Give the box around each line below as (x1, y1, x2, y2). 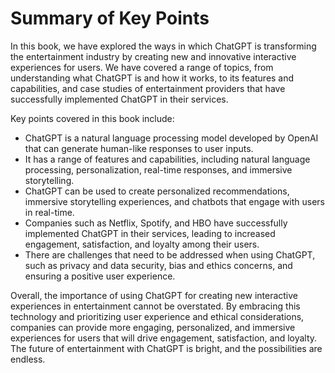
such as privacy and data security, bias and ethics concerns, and (24, 259, 293, 271)
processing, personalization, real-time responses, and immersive (24, 163, 293, 176)
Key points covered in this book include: (10, 112, 175, 124)
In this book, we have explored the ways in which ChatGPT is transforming (10, 40, 317, 52)
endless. (10, 353, 46, 365)
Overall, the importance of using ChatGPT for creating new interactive (10, 289, 299, 301)
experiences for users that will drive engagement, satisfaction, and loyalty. (10, 332, 318, 344)
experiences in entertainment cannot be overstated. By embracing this (10, 300, 301, 312)
